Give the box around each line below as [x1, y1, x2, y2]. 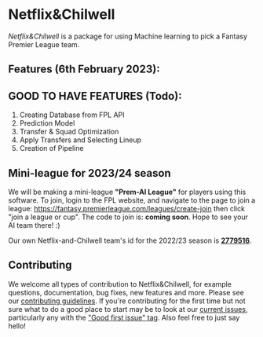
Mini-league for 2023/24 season [8, 167, 171, 180]
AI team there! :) [8, 220, 60, 229]
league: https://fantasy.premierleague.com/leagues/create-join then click [8, 203, 246, 213]
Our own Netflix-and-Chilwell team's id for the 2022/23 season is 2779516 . [8, 236, 252, 245]
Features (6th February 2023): [8, 63, 160, 76]
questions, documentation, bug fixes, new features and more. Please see [8, 288, 245, 297]
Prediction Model [19, 119, 75, 128]
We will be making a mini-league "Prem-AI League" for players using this [8, 187, 247, 196]
